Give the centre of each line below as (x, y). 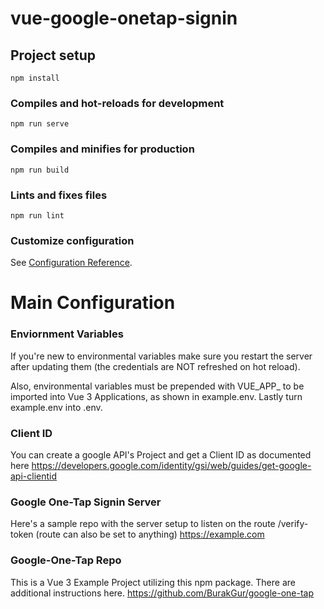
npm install (35, 78)
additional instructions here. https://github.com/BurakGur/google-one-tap (162, 593)
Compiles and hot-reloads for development (117, 103)
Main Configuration (93, 303)
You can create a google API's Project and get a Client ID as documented (161, 454)
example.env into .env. (56, 407)
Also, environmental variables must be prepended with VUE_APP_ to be (157, 386)
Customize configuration (72, 240)
